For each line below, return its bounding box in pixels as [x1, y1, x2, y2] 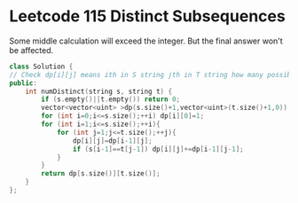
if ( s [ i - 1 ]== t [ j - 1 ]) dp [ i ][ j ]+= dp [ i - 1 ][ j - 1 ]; [72, 144, 244, 153]
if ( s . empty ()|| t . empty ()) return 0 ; [41, 95, 180, 104]
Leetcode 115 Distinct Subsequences [9, 6, 286, 27]
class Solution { [9, 62, 74, 71]
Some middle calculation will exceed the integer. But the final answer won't [9, 35, 284, 46]
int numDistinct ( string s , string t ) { [25, 87, 173, 96]
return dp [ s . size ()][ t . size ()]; [41, 169, 161, 178]
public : [9, 78, 38, 88]
